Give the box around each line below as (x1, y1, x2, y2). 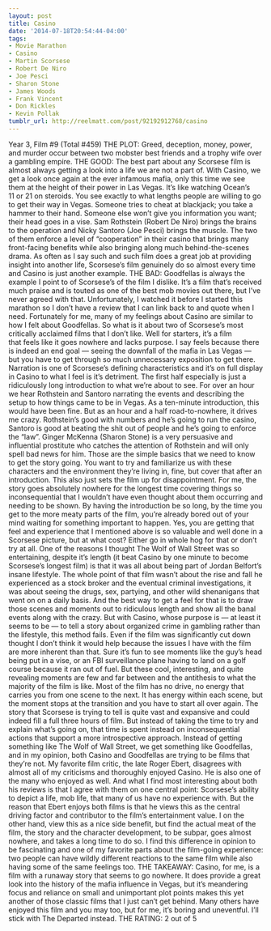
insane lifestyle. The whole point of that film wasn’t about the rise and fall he (8, 569, 263, 579)
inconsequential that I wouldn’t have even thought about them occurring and (8, 491, 264, 502)
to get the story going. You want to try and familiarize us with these (8, 457, 232, 467)
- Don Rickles (8, 102, 57, 110)
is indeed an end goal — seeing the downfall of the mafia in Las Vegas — (8, 346, 252, 355)
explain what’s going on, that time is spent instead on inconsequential (8, 724, 240, 733)
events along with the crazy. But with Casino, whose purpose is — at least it (8, 612, 261, 622)
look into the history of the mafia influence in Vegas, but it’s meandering (8, 879, 248, 889)
